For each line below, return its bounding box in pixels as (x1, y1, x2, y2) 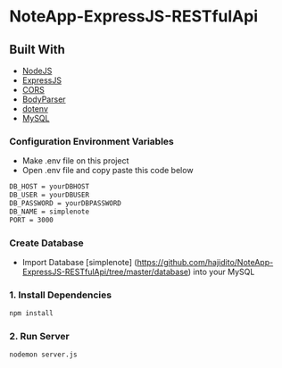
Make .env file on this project (21, 155, 129, 166)
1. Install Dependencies (9, 289, 112, 301)
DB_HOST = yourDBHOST (9, 182, 90, 191)
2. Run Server (9, 330, 70, 343)
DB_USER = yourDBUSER (9, 190, 90, 200)
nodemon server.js (9, 350, 78, 359)
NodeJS (21, 65, 53, 76)
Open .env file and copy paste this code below (21, 165, 194, 176)
